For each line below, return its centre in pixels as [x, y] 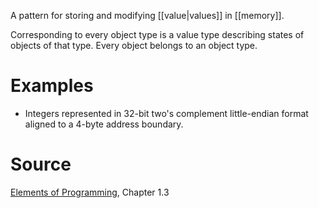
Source [41, 164]
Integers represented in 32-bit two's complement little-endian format [166, 113]
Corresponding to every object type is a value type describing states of [157, 34]
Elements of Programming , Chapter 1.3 [90, 192]
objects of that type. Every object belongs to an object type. [134, 45]
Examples [52, 86]
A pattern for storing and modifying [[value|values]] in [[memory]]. [147, 15]
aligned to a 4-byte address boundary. [104, 124]
